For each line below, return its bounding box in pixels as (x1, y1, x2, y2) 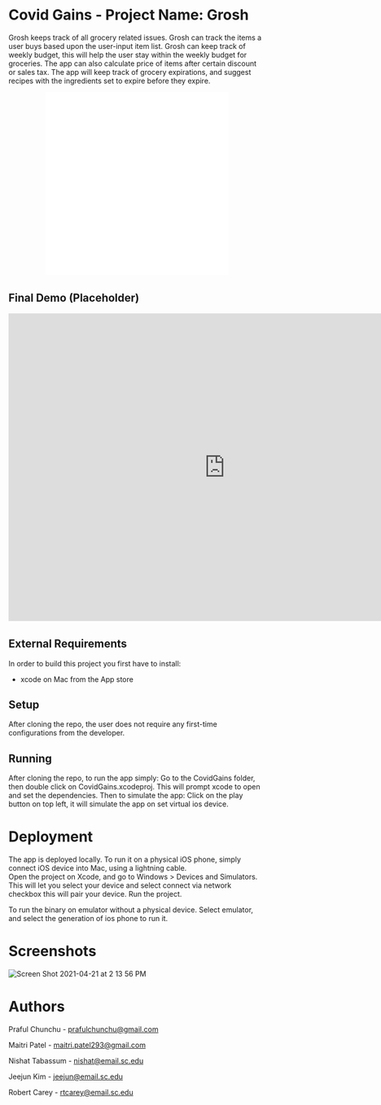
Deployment (8, 828, 94, 846)
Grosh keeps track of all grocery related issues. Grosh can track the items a (8, 33, 262, 42)
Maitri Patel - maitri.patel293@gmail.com (8, 1040, 147, 1050)
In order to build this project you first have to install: (8, 658, 182, 668)
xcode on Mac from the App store (20, 674, 134, 684)
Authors (8, 998, 65, 1016)
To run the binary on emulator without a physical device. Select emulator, (8, 905, 254, 915)
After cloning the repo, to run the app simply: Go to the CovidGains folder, (8, 773, 256, 783)
